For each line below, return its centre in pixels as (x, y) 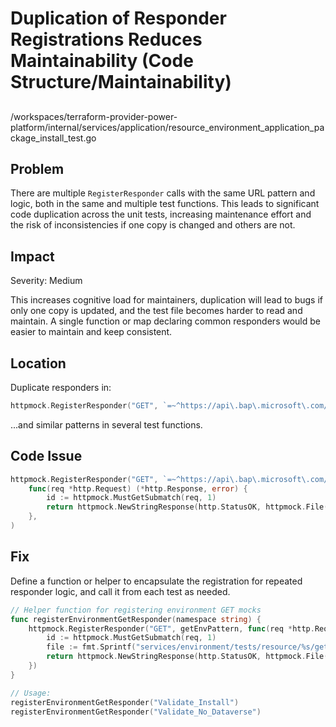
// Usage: (31, 693)
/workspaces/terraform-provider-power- (94, 116)
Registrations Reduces (106, 39)
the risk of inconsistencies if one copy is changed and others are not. (153, 225)
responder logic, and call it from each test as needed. (120, 591)
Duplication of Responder (118, 18)
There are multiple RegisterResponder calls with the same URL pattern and (163, 193)
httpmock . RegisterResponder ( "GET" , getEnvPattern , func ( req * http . (171, 628)
